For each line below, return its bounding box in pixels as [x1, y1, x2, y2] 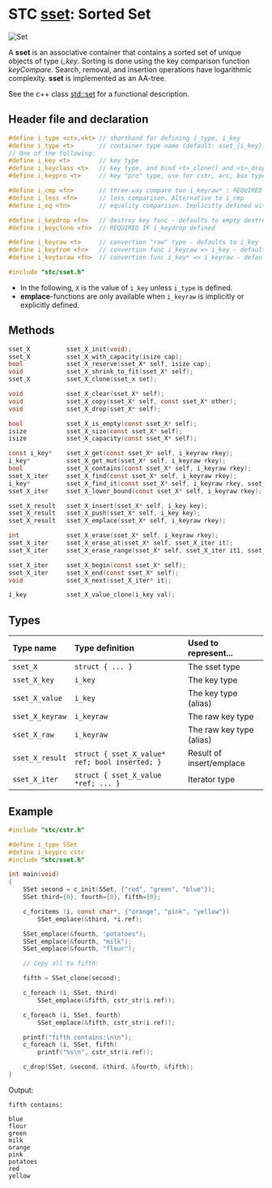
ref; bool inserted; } [74, 758, 162, 767]
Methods [8, 324, 55, 338]
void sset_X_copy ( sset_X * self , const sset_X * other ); [8, 397, 237, 406]
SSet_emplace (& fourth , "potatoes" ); [23, 930, 147, 938]
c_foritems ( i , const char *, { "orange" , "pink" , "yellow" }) [23, 907, 230, 915]
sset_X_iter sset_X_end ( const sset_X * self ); [8, 569, 180, 577]
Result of [187, 747, 223, 759]
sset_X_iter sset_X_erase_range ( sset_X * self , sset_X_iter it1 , [8, 546, 244, 554]
